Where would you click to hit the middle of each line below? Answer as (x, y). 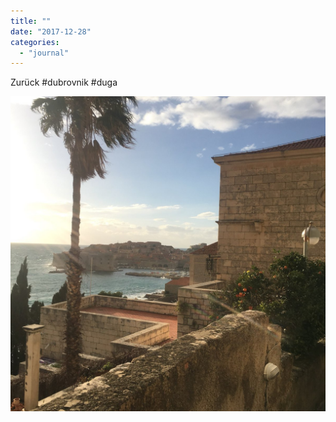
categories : (35, 42)
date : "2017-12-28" (51, 31)
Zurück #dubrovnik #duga (64, 82)
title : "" (31, 21)
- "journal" (44, 53)
